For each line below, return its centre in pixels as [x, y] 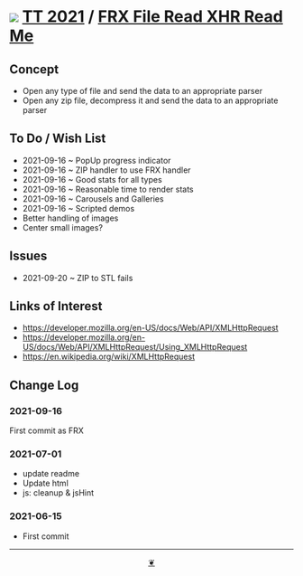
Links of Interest [56, 306]
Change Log [44, 385]
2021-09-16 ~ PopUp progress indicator [96, 160]
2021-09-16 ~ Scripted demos [78, 208]
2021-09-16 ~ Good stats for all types [92, 179]
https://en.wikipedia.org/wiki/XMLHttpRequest [109, 357]
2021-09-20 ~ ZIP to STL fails [78, 278]
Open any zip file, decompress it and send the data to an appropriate [150, 100]
